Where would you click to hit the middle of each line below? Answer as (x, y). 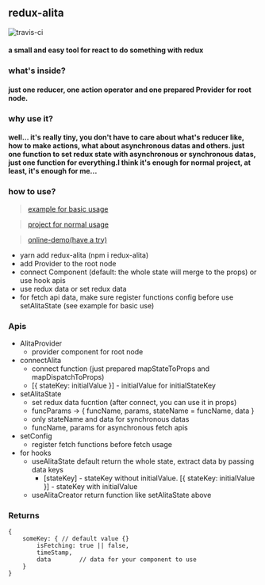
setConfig (36, 436)
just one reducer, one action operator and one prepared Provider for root (130, 90)
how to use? (32, 192)
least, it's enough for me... (53, 171)
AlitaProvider (41, 343)
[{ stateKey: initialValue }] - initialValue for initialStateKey (124, 386)
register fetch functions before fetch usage (102, 445)
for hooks (35, 453)
